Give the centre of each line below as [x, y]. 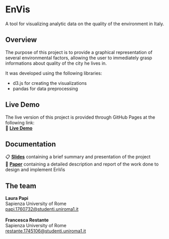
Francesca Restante [27, 220]
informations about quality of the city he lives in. [56, 63]
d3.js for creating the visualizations [50, 83]
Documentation [31, 144]
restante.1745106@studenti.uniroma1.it [46, 231]
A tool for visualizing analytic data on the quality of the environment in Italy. [85, 24]
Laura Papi [17, 198]
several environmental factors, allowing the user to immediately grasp [79, 58]
